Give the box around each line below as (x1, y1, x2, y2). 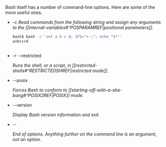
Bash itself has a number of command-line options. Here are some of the (5, 4, 156, 10)
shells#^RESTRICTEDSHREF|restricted (12, 67, 91, 73)
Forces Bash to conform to (12, 87, 67, 93)
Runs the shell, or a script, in (12, 62, 71, 68)
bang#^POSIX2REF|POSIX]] (12, 92, 70, 98)
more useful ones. (5, 9, 42, 15)
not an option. (12, 136, 41, 142)
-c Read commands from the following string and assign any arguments (12, 19, 161, 25)
